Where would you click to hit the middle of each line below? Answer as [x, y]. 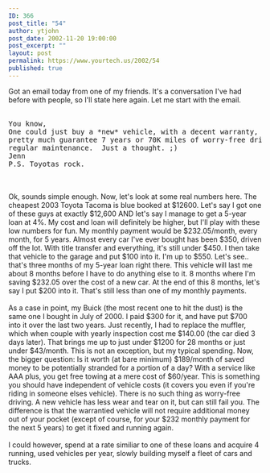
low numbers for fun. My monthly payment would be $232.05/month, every [133, 230]
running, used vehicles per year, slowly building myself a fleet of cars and [131, 453]
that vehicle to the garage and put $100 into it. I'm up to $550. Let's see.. [129, 256]
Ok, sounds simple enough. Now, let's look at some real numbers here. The [133, 196]
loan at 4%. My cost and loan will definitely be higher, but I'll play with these [134, 222]
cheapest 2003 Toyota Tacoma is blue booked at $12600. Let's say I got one [135, 205]
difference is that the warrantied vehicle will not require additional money [129, 410]
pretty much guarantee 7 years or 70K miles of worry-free [127, 139]
